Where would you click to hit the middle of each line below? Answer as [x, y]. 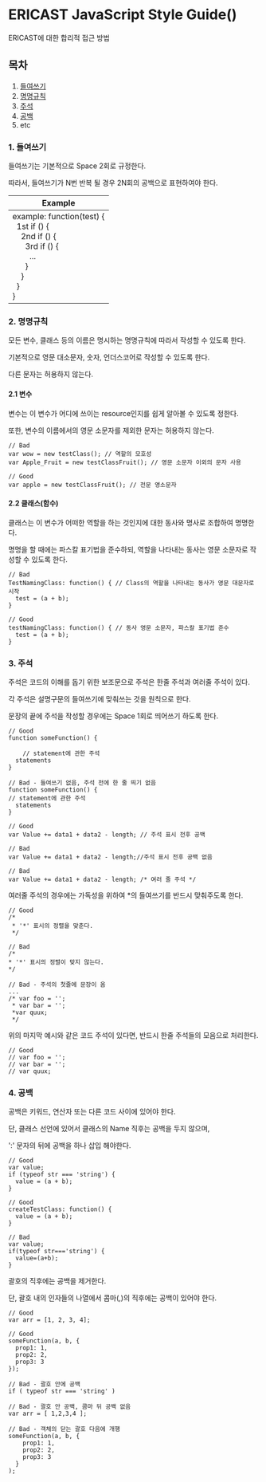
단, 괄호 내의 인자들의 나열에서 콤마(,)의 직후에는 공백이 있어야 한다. [113, 1298]
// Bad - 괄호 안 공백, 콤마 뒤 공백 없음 [70, 1407]
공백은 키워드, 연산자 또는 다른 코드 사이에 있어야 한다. [92, 1112]
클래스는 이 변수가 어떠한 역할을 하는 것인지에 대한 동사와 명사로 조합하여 [121, 522]
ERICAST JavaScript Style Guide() [123, 15]
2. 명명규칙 [28, 321]
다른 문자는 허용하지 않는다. [51, 374]
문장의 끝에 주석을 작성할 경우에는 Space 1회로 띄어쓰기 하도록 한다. [113, 716]
